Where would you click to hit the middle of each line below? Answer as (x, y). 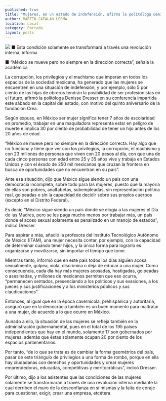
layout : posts (20, 33)
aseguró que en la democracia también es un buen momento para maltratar (82, 306)
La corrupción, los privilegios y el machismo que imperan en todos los (77, 77)
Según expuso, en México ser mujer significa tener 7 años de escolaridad (80, 118)
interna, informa (21, 53)
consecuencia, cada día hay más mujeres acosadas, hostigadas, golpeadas (82, 271)
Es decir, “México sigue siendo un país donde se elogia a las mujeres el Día (82, 210)
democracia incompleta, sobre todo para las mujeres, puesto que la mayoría (83, 184)
